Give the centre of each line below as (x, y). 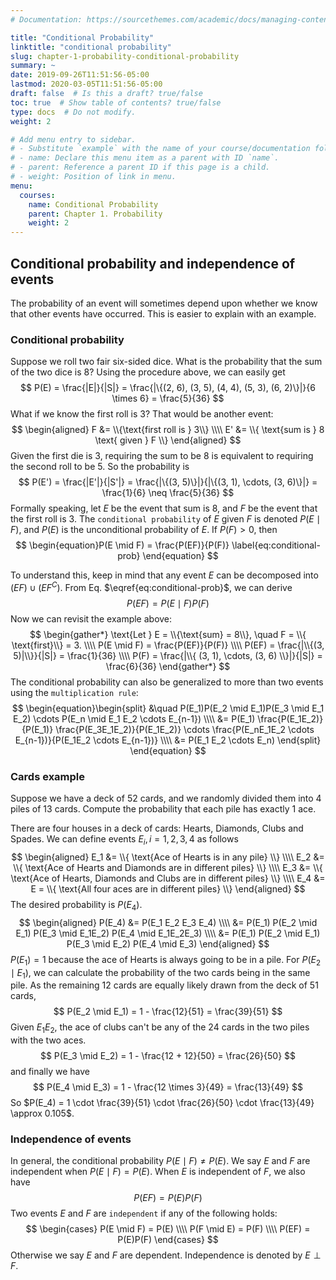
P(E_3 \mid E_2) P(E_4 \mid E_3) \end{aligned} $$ (168, 943)
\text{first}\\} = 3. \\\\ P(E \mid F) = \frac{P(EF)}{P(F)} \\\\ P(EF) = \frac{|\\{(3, (168, 645)
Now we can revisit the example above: (91, 618)
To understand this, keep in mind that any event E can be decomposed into (164, 575)
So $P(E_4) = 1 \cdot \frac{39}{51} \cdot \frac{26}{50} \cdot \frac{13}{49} (162, 1103)
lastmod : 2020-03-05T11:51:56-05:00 (86, 84)
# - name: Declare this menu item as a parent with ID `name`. (145, 158)
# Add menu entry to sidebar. (73, 139)
